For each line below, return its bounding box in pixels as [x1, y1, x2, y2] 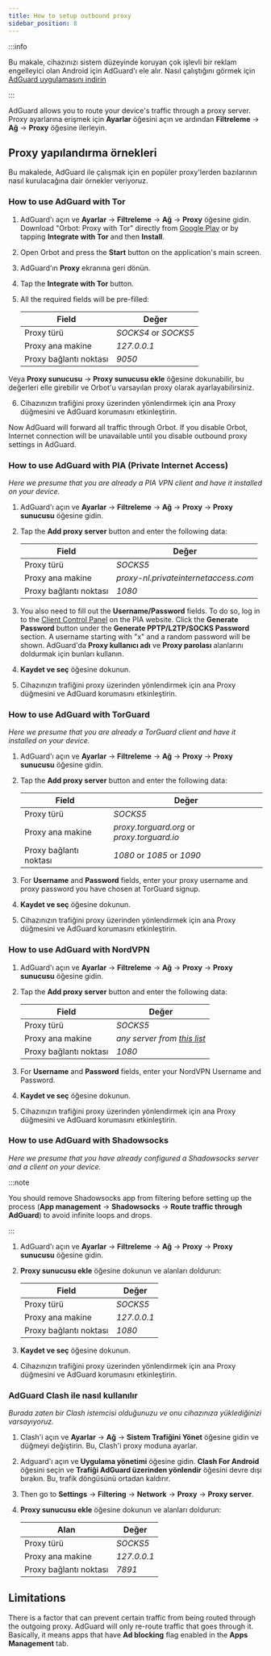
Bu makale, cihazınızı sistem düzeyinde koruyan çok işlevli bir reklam [8, 57, 237, 67]
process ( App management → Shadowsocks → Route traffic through [8, 1202, 243, 1211]
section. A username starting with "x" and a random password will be [19, 631, 251, 642]
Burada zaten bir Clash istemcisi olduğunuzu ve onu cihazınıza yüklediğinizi [8, 1408, 262, 1418]
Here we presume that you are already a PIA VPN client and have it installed [8, 478, 262, 487]
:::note [8, 1177, 30, 1187]
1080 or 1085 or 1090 [113, 850, 202, 861]
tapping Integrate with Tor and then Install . [19, 232, 165, 241]
